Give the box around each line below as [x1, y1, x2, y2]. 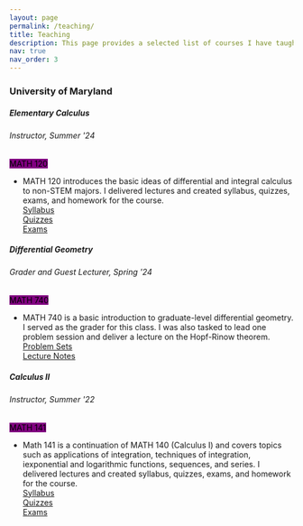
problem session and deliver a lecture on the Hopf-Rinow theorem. [22, 331, 271, 343]
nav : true [9, 47, 47, 56]
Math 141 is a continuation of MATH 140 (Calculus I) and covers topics [22, 439, 282, 450]
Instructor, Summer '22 [9, 394, 96, 405]
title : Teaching [9, 30, 70, 39]
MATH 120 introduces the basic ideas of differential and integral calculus [22, 175, 293, 186]
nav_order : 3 [9, 55, 59, 64]
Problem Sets [22, 341, 73, 352]
